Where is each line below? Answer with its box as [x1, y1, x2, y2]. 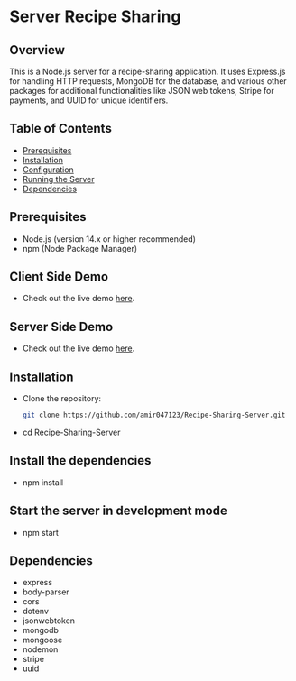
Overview [9, 42, 66, 58]
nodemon [22, 644, 59, 655]
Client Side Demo [9, 269, 109, 285]
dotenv [22, 606, 50, 617]
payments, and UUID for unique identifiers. [9, 95, 169, 106]
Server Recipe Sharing [9, 6, 181, 27]
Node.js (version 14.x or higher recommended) [22, 233, 197, 244]
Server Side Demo [9, 318, 114, 335]
